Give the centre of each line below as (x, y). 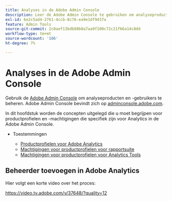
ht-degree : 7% (20, 43)
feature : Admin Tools (28, 24)
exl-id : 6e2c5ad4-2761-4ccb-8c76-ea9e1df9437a (56, 19)
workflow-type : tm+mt (28, 34)
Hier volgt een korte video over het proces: (50, 183)
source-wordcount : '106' (32, 39)
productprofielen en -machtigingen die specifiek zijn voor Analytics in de (82, 118)
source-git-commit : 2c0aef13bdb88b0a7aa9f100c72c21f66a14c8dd (73, 29)
